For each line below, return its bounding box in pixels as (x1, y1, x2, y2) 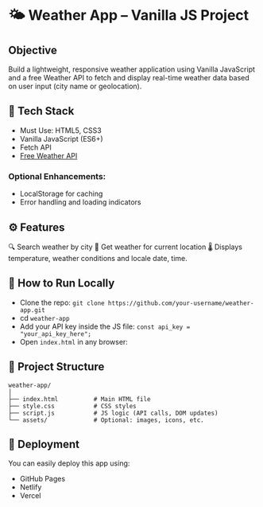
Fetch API (19, 142, 52, 152)
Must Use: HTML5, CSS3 (19, 125, 102, 135)
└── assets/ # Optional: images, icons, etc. (8, 415, 204, 424)
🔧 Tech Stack (8, 104, 75, 118)
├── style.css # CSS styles (8, 402, 137, 410)
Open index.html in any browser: (19, 337, 129, 346)
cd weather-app (19, 313, 70, 322)
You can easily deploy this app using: (8, 458, 130, 468)
